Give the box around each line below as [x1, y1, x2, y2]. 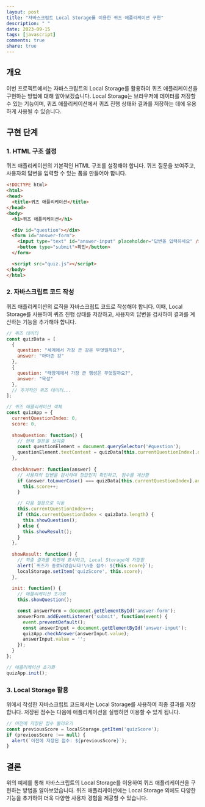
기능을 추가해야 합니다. [22, 318, 77, 325]
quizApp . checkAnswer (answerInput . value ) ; [22, 630, 130, 636]
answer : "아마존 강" [17, 353, 65, 359]
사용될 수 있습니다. [17, 108, 62, 115]
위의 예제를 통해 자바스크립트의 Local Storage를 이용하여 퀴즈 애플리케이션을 [6, 779, 190, 786]
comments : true [6, 37, 45, 43]
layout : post [6, 9, 40, 15]
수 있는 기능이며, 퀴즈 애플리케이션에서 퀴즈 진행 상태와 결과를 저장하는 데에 [6, 100, 185, 107]
